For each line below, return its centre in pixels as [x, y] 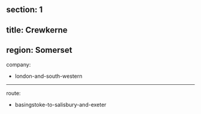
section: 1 [25, 10]
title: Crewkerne [37, 30]
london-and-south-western [48, 76]
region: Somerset [39, 50]
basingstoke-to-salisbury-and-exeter [60, 104]
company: [19, 64]
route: [13, 93]
